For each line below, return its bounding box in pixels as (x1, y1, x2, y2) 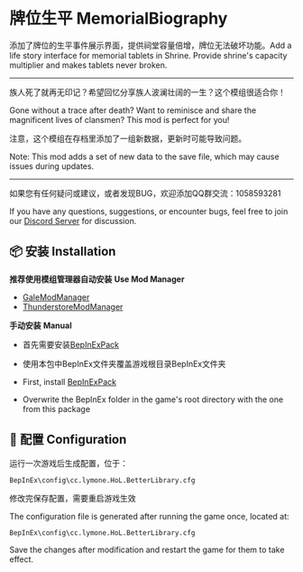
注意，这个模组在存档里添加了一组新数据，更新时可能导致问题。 (9, 133, 246, 144)
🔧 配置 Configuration (9, 432, 127, 447)
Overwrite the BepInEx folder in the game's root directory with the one (22, 394, 284, 405)
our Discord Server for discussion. (9, 215, 137, 226)
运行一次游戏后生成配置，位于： (9, 457, 128, 468)
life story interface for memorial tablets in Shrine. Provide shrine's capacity (9, 50, 288, 61)
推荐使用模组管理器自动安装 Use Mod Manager (9, 273, 185, 285)
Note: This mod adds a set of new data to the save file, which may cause (9, 151, 280, 162)
